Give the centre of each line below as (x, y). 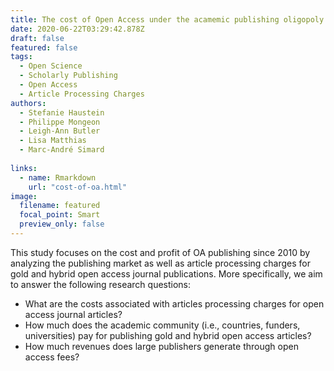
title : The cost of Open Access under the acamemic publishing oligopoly (167, 19)
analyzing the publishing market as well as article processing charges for (161, 263)
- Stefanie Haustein (62, 112)
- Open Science (51, 66)
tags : (21, 57)
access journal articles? (73, 314)
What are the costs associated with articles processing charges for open (174, 303)
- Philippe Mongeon (60, 122)
